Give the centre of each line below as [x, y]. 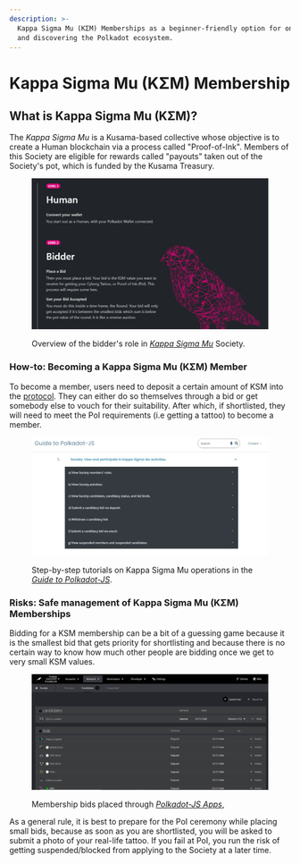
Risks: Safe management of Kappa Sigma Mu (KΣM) [124, 602]
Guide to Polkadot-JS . [72, 579]
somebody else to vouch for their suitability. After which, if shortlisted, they [147, 405]
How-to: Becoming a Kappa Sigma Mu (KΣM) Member [128, 367]
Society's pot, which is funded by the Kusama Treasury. [112, 166]
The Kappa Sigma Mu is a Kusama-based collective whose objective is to [144, 138]
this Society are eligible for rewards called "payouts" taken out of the [136, 157]
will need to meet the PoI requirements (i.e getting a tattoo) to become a [142, 415]
